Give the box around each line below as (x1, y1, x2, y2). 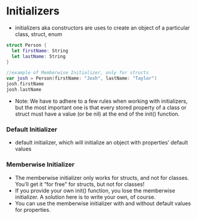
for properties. (14, 206, 51, 213)
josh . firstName (6, 81, 44, 87)
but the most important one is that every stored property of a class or (14, 103, 187, 111)
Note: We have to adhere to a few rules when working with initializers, (14, 97, 188, 105)
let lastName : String (11, 53, 66, 60)
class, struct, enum (14, 30, 62, 37)
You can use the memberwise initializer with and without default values (14, 200, 191, 207)
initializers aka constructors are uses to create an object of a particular (14, 24, 190, 31)
